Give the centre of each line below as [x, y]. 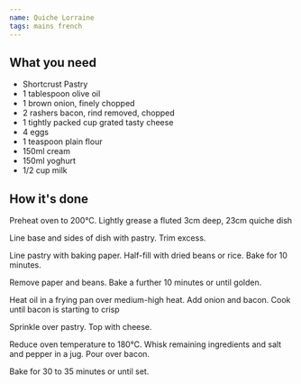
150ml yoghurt [49, 161]
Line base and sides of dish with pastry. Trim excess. [108, 238]
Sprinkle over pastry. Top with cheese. [81, 327]
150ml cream [46, 151]
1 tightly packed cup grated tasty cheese [98, 123]
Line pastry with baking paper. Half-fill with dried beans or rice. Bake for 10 [149, 256]
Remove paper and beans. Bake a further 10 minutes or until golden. [136, 283]
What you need [53, 63]
